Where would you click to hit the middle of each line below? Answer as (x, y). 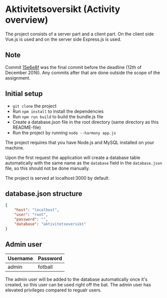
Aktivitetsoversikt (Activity (63, 9)
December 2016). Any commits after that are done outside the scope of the (83, 72)
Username (21, 259)
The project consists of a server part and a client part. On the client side (79, 34)
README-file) (27, 127)
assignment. (18, 78)
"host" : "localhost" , (37, 210)
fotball (45, 267)
